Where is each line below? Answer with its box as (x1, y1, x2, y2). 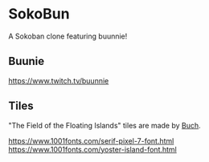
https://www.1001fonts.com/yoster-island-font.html (8, 144, 177, 154)
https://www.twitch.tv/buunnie (8, 75, 109, 85)
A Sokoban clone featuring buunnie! (8, 31, 128, 41)
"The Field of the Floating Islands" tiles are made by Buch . (8, 120, 201, 130)
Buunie (8, 55, 45, 68)
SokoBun (8, 5, 70, 23)
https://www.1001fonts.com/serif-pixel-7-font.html (8, 136, 174, 145)
